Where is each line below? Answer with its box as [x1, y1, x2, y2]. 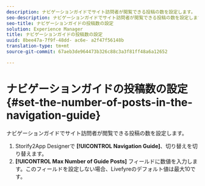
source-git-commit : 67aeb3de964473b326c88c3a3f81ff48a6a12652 [6, 49, 168, 55]
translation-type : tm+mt [6, 43, 70, 49]
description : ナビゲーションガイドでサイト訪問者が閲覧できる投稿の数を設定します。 [6, 9, 196, 15]
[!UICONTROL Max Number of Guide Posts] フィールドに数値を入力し [15, 157, 193, 165]
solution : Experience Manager [6, 26, 84, 32]
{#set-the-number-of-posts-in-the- [6, 95, 193, 109]
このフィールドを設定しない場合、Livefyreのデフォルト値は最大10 [25, 165, 190, 173]
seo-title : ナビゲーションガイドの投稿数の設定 [6, 20, 114, 26]
